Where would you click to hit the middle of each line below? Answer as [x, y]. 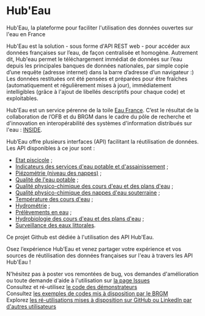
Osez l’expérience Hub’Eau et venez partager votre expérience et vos [94, 249]
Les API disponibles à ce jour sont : [50, 148]
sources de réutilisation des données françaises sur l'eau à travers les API [99, 255]
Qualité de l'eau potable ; [47, 179]
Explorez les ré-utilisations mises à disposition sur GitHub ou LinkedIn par [99, 300]
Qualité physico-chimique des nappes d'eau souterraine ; [88, 192]
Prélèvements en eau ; [43, 212]
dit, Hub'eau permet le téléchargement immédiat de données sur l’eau [94, 59]
